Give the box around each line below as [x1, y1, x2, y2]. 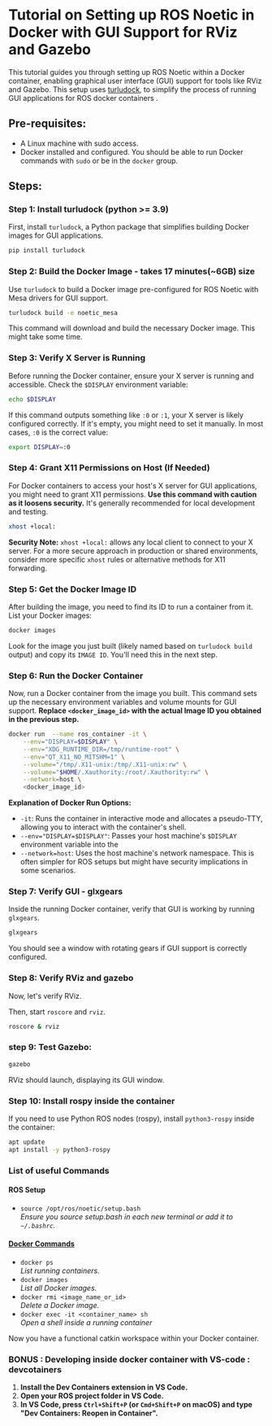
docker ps [19, 1259, 54, 1267]
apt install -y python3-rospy [8, 1145, 111, 1153]
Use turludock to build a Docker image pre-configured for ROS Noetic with [8, 284, 259, 294]
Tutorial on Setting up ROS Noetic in [8, 6, 255, 24]
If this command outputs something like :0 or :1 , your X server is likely [8, 409, 244, 420]
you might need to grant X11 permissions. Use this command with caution [8, 489, 257, 499]
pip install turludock [8, 247, 85, 255]
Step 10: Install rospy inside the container [8, 1095, 175, 1106]
